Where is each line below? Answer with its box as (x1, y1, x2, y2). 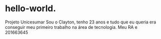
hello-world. (5, 3, 56, 14)
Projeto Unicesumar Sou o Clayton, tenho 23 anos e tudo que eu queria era (5, 19, 156, 25)
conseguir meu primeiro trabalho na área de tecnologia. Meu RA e (5, 24, 138, 30)
